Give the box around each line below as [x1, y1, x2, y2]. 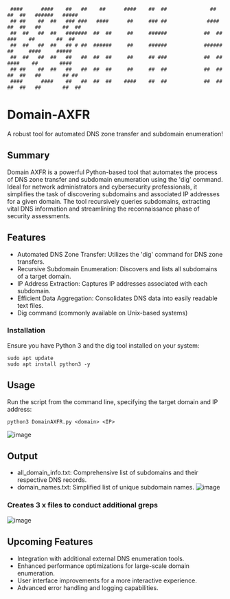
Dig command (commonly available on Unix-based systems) [16, 308, 188, 317]
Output [7, 450, 38, 462]
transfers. [16, 258, 45, 266]
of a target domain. [16, 272, 71, 280]
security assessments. [7, 211, 71, 220]
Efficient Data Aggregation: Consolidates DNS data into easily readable [16, 294, 218, 302]
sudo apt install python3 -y [7, 361, 91, 368]
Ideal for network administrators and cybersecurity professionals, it [7, 182, 198, 191]
